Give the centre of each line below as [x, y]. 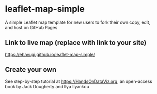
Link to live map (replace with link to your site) [76, 43]
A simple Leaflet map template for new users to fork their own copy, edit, [78, 22]
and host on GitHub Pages [31, 27]
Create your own [31, 70]
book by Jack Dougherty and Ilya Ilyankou [47, 86]
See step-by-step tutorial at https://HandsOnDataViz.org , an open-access [79, 81]
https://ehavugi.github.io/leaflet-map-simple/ [50, 54]
